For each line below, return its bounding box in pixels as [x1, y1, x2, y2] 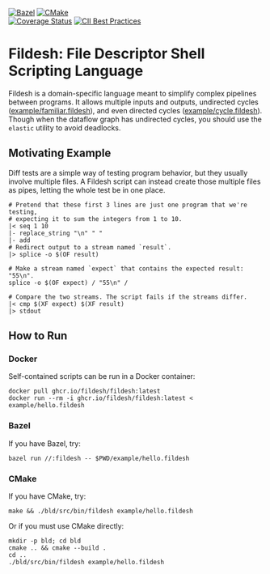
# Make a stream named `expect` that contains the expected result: [8, 264, 244, 273]
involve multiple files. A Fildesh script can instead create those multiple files [8, 176, 261, 186]
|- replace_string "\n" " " [8, 229, 103, 237]
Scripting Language [8, 62, 144, 80]
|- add [8, 236, 31, 244]
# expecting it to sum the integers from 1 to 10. [8, 215, 183, 223]
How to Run [8, 329, 68, 343]
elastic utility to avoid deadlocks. [8, 122, 121, 133]
